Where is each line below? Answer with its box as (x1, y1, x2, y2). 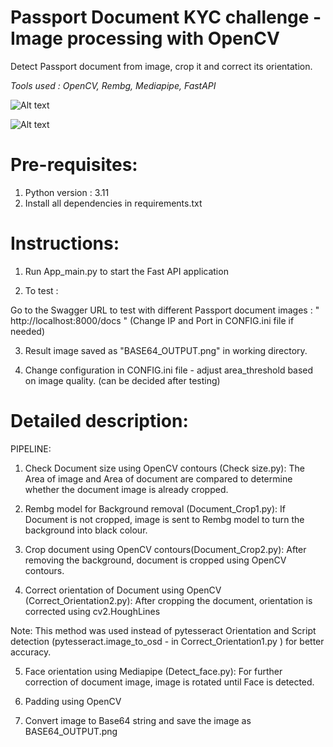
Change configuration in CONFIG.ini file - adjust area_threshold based (24, 364, 314, 376)
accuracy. (10, 646, 52, 658)
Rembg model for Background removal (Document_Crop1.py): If (24, 502, 286, 515)
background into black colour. (24, 524, 148, 536)
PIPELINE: (10, 442, 52, 455)
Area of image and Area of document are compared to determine (24, 472, 293, 485)
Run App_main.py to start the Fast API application (24, 265, 229, 277)
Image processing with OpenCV (10, 27, 280, 50)
